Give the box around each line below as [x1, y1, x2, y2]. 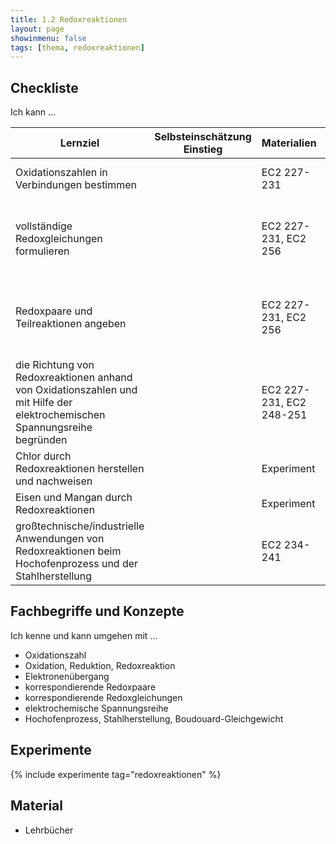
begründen [15, 433, 68, 447]
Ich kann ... [10, 106, 57, 118]
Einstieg [183, 142, 223, 156]
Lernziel [59, 136, 100, 150]
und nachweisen [15, 474, 93, 488]
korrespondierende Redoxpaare [24, 681, 157, 693]
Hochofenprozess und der [15, 557, 139, 571]
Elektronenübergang [24, 670, 110, 682]
